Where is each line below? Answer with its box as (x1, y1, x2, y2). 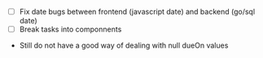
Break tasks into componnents (19, 24, 122, 35)
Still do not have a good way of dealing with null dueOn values (19, 40, 229, 51)
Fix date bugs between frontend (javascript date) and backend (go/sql (19, 7, 256, 16)
